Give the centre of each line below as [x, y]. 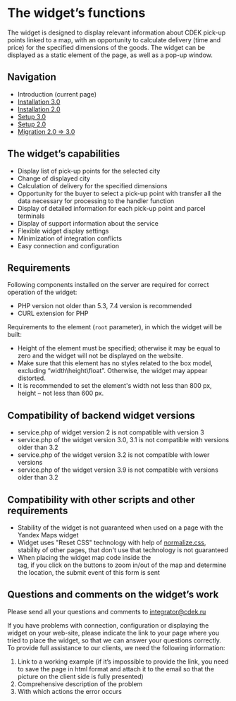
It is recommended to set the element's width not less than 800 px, [115, 386]
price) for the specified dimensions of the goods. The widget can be [106, 47]
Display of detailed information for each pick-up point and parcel [111, 208]
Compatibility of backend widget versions [101, 415]
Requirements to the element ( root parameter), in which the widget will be [115, 327]
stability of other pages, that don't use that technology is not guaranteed [123, 550]
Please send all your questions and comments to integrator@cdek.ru [107, 611]
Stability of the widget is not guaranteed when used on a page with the [120, 528]
